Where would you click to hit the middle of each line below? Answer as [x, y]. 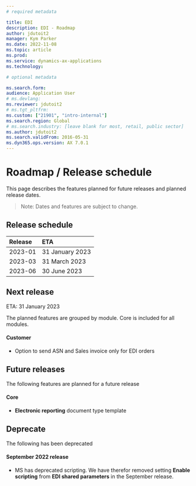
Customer [19, 338]
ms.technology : [25, 66]
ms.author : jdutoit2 [32, 132]
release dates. [23, 195]
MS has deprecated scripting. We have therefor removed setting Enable [102, 470]
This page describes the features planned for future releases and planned [96, 188]
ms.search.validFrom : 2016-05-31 [47, 138]
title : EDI [20, 22]
